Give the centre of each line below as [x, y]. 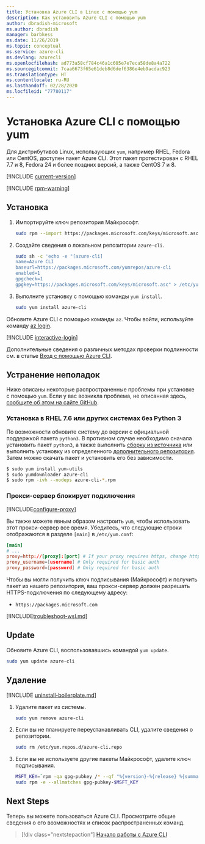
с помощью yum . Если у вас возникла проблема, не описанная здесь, [97, 396]
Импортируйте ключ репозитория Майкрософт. [77, 222]
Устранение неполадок [53, 375]
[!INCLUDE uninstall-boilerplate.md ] [51, 695]
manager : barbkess [30, 35]
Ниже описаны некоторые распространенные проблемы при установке [101, 390]
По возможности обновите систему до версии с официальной [88, 432]
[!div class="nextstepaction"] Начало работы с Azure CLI [94, 834]
